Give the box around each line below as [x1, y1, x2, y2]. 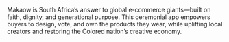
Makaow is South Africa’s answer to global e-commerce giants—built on [7, 6, 211, 14]
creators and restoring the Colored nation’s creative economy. [7, 27, 182, 35]
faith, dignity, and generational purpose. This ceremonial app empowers [7, 13, 210, 21]
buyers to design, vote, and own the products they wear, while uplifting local [7, 20, 223, 28]
